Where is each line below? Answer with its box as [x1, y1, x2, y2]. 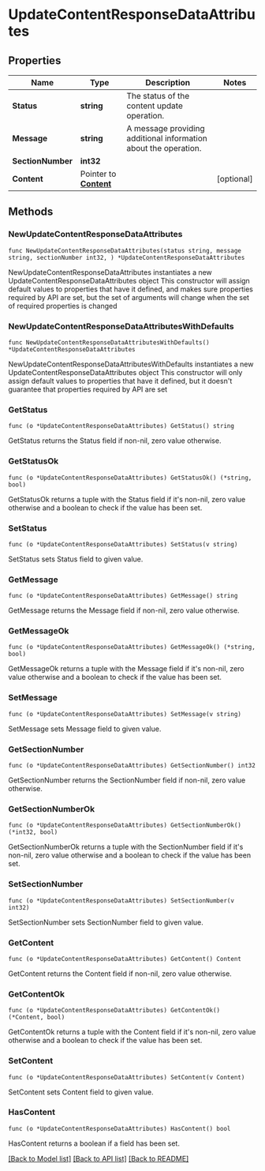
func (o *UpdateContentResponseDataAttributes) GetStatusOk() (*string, [8, 474, 252, 482]
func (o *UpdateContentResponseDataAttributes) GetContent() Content [8, 955, 242, 963]
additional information [125, 133, 207, 144]
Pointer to [80, 168, 117, 179]
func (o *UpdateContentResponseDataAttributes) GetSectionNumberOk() [8, 821, 242, 830]
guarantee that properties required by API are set [8, 385, 168, 394]
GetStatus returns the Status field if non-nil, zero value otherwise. [8, 436, 222, 445]
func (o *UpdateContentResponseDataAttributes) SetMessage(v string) [8, 710, 242, 718]
